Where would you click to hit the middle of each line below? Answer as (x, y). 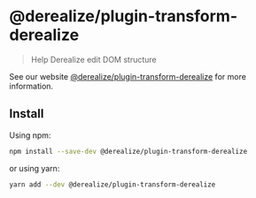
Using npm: (30, 135)
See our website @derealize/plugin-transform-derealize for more (128, 76)
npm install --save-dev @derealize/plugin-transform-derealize (128, 151)
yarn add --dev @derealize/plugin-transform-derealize (112, 184)
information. (31, 86)
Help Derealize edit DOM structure (93, 59)
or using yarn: (35, 168)
